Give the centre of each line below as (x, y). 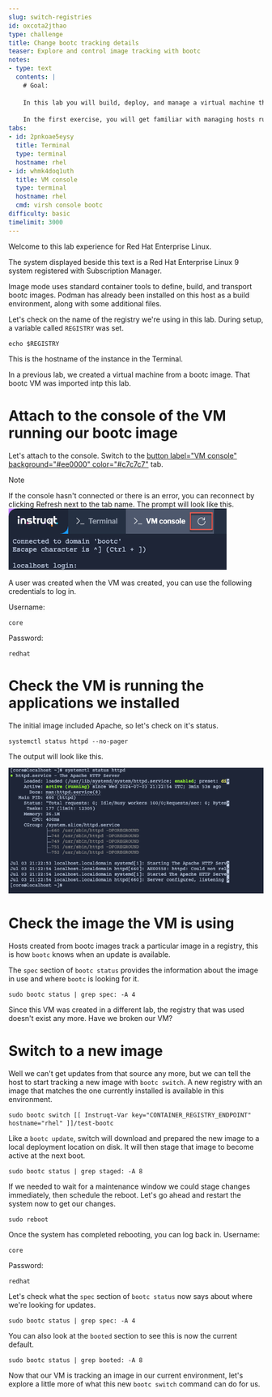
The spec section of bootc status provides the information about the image (134, 970)
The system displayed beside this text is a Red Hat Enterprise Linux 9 (124, 262)
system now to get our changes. (62, 1203)
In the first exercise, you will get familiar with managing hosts (139, 120)
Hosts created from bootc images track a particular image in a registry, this (134, 946)
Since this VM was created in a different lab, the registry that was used (126, 1010)
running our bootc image (93, 433)
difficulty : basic (39, 214)
